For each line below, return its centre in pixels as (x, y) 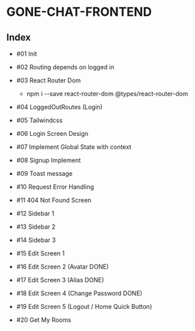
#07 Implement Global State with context (74, 147)
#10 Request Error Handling (55, 187)
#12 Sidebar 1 (35, 213)
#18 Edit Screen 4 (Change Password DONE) (79, 293)
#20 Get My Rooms (43, 320)
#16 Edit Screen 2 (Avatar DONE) (62, 266)
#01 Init (27, 54)
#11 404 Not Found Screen (54, 200)
